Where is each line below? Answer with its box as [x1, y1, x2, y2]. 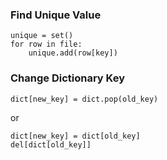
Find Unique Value [10, 8, 102, 22]
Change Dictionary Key [10, 71, 125, 85]
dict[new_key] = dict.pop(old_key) [10, 94, 159, 104]
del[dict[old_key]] [10, 139, 92, 150]
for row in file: [10, 39, 83, 50]
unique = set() [10, 31, 74, 41]
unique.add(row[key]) [28, 48, 118, 58]
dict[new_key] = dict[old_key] [10, 131, 141, 141]
